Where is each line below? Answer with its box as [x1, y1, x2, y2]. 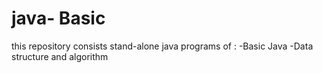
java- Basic [11, 7, 106, 30]
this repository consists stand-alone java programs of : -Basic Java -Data [11, 40, 314, 52]
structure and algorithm [11, 50, 109, 62]
